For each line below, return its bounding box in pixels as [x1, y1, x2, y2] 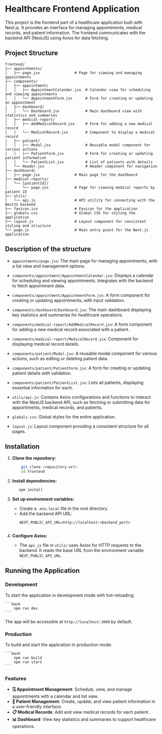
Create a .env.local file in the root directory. [19, 506, 109, 511]
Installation [5, 442, 40, 450]
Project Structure [5, 49, 58, 57]
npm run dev [14, 606, 38, 611]
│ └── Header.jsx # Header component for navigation [5, 164, 158, 168]
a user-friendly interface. [12, 704, 62, 710]
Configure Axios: [12, 533, 48, 538]
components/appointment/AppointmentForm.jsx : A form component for [12, 292, 150, 298]
